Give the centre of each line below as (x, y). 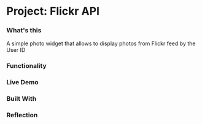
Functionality (27, 66)
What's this (24, 31)
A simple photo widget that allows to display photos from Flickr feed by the (101, 43)
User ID (16, 50)
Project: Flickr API (53, 11)
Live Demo (22, 82)
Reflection (22, 115)
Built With (21, 99)
